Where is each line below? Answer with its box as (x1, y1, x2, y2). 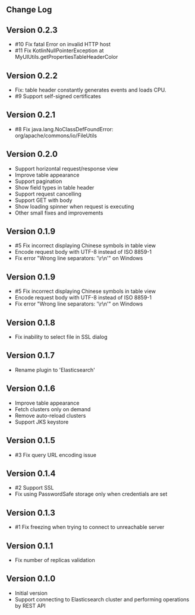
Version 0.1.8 (6, 317, 55, 327)
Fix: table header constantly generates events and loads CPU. (14, 86, 166, 94)
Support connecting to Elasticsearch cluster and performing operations (14, 595, 190, 603)
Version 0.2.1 (6, 110, 55, 120)
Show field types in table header (14, 184, 95, 191)
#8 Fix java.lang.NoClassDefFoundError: (14, 125, 114, 133)
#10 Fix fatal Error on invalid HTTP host (14, 41, 111, 48)
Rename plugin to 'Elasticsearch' (14, 366, 95, 373)
